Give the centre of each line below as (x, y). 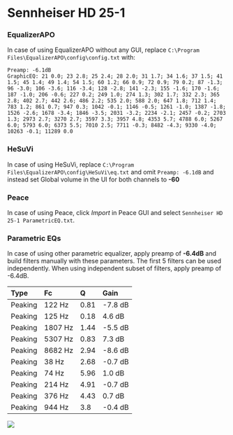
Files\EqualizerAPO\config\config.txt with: (72, 57)
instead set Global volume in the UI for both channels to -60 (93, 179)
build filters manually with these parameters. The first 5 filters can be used (114, 261)
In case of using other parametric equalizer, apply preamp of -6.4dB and (112, 254)
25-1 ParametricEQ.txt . (41, 220)
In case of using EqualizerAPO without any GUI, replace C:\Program (104, 50)
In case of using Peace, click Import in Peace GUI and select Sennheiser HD (115, 213)
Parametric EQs (34, 238)
